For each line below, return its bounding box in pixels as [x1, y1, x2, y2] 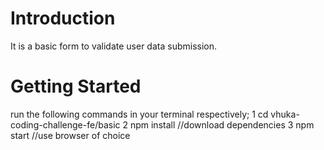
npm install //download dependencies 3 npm [129, 118, 315, 131]
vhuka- [270, 108, 300, 120]
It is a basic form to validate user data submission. [10, 40, 218, 52]
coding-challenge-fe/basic [10, 118, 121, 131]
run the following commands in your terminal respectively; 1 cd [10, 108, 269, 120]
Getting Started [10, 75, 142, 98]
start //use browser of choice [10, 129, 131, 141]
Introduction [10, 7, 116, 30]
